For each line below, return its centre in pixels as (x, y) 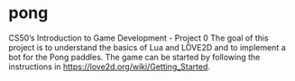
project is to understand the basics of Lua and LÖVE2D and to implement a (147, 47)
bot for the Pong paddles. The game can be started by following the (134, 57)
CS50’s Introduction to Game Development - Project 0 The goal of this (138, 38)
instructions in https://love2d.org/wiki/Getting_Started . (110, 67)
